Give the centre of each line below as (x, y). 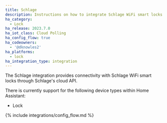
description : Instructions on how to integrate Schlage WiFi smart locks (84, 15)
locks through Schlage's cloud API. (41, 81)
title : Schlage (21, 10)
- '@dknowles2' (26, 47)
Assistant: (16, 96)
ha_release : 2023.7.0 (28, 29)
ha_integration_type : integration (41, 61)
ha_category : (19, 19)
